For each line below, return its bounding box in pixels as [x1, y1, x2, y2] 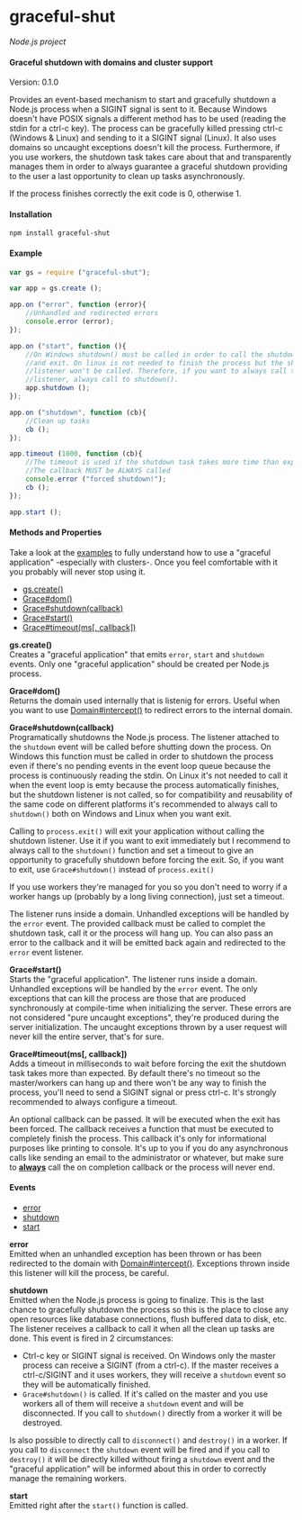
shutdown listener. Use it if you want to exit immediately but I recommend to [9, 835, 290, 846]
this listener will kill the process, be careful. [9, 1267, 169, 1278]
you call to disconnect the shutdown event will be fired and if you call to [9, 1443, 271, 1455]
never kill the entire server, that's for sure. [9, 1031, 164, 1042]
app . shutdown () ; [25, 384, 91, 393]
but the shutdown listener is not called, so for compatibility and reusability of [9, 789, 293, 800]
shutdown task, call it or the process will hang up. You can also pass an [9, 927, 274, 938]
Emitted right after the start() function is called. [9, 1499, 189, 1510]
